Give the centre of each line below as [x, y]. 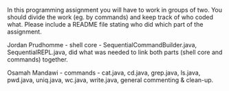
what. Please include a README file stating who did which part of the [105, 24]
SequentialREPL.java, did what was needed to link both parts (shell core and [115, 52]
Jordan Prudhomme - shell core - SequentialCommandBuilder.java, [102, 45]
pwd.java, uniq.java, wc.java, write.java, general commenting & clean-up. [110, 80]
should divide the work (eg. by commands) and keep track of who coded [110, 17]
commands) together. [38, 60]
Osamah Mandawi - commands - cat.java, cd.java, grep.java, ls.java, [104, 73]
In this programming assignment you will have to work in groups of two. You [115, 10]
